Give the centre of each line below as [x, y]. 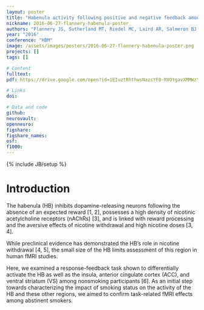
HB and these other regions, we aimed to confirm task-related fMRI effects [100, 294]
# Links [16, 91]
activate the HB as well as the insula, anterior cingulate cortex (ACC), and [98, 274]
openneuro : [20, 124]
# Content [19, 68]
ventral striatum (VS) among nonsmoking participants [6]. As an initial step [100, 281]
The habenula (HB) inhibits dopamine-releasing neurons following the [93, 205]
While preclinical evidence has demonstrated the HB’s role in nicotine [93, 243]
